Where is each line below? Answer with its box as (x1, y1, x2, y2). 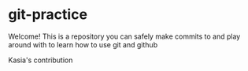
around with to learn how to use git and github (8, 39, 158, 49)
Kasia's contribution (8, 55, 73, 65)
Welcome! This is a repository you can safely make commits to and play (8, 32, 241, 41)
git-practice (8, 6, 88, 24)
